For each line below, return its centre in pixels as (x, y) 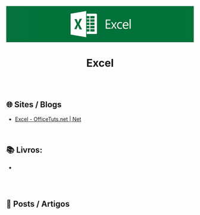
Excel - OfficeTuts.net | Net (48, 119)
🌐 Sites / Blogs (34, 105)
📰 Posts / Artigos (38, 204)
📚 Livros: (24, 150)
